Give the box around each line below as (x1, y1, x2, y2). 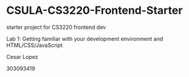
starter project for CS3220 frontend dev (6, 23, 106, 31)
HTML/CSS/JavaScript (6, 42, 63, 49)
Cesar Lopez (6, 53, 38, 60)
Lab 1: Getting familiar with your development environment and (6, 35, 163, 42)
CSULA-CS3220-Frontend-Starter (6, 4, 183, 17)
